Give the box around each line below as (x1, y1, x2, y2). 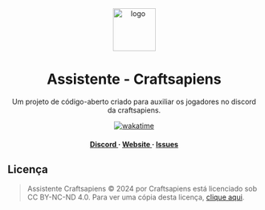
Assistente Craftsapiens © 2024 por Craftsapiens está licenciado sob (26, 184, 258, 194)
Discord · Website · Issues (90, 139, 178, 149)
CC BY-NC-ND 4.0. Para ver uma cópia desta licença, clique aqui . (26, 192, 245, 202)
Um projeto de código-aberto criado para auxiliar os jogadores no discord (12, 97, 256, 106)
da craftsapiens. (107, 105, 161, 115)
